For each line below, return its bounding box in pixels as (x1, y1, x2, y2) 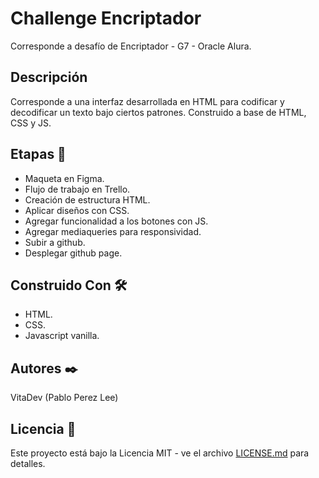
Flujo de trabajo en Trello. (24, 183, 131, 195)
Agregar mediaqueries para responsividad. (24, 225, 202, 237)
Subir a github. (24, 236, 86, 248)
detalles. (10, 458, 46, 469)
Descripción (10, 69, 88, 86)
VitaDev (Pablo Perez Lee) (10, 392, 119, 404)
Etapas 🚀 (10, 146, 67, 163)
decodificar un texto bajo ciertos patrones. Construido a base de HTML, (10, 106, 307, 118)
